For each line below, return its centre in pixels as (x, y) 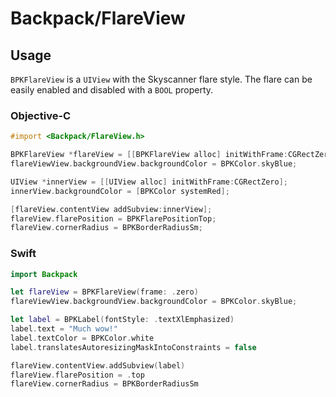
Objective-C (41, 115)
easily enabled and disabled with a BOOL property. (112, 90)
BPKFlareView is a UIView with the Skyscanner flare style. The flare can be (161, 79)
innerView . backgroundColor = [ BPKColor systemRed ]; (120, 191)
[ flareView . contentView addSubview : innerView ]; (111, 209)
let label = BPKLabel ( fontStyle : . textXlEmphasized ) (122, 320)
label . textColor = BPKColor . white (82, 338)
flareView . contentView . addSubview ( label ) (98, 365)
